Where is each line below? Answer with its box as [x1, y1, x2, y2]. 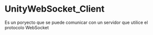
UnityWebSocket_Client [4, 3, 105, 15]
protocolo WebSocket [4, 24, 49, 30]
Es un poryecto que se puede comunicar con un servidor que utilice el [4, 19, 148, 25]
